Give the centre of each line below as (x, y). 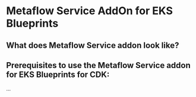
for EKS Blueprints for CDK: (58, 74)
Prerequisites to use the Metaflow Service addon (99, 65)
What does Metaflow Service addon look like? (93, 45)
